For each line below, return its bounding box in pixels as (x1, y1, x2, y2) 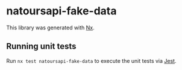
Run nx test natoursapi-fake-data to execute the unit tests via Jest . (6, 57, 177, 64)
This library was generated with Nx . (6, 24, 95, 31)
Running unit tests (6, 41, 77, 51)
